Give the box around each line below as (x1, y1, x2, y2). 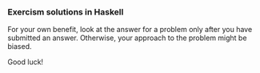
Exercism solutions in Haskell (7, 6, 124, 18)
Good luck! (7, 57, 44, 67)
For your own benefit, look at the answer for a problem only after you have (7, 25, 253, 34)
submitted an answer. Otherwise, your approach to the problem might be (7, 33, 247, 43)
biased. (7, 42, 32, 51)
